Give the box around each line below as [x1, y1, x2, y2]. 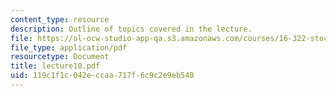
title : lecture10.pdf [10, 61, 101, 71]
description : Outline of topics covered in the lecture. [10, 24, 253, 34]
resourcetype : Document [10, 52, 110, 62]
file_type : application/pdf [10, 42, 128, 53]
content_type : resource [10, 14, 110, 25]
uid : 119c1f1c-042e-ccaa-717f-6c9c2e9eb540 [10, 71, 195, 81]
